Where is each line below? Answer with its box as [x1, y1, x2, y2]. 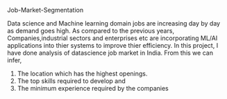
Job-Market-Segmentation [7, 6, 84, 14]
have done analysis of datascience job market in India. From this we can [7, 48, 214, 57]
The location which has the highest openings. [17, 69, 148, 78]
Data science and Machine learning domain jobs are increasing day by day [7, 19, 221, 27]
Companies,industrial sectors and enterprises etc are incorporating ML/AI [7, 34, 218, 42]
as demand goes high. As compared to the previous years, [7, 27, 175, 35]
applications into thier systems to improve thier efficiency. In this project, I [7, 42, 219, 49]
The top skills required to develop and [17, 77, 126, 85]
